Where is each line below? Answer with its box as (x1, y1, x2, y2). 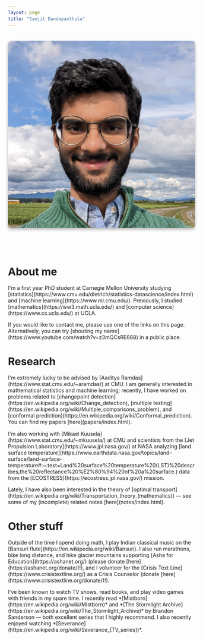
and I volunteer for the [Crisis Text (85, 564, 169, 571)
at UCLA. (74, 309, 97, 317)
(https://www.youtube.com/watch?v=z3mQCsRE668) (8, 334, 138, 341)
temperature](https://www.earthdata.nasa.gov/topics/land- (28, 449, 172, 457)
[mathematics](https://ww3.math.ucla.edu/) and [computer (8, 303, 152, 311)
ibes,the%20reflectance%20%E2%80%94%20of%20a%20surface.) (8, 468, 178, 475)
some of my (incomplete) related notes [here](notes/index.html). (8, 499, 165, 506)
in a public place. (139, 334, 182, 341)
